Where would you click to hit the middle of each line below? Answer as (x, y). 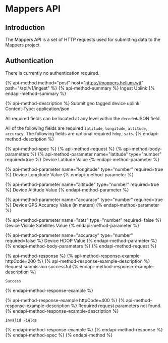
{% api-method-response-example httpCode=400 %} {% (65, 300)
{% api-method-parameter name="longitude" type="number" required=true (84, 169)
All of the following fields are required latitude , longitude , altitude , (76, 128)
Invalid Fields (21, 320)
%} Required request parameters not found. (116, 306)
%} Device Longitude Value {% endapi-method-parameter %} (69, 174)
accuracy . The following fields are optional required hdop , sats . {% (74, 133)
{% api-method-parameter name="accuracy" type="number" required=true (84, 200)
